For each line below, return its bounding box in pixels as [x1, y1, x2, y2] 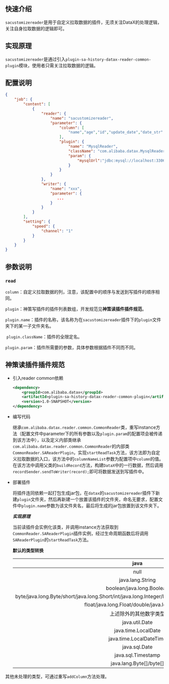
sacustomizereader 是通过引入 [5, 56, 66, 62]
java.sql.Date [122, 644, 153, 651]
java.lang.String [119, 576, 156, 583]
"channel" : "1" [41, 228, 73, 233]
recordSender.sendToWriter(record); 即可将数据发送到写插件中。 [12, 469, 147, 475]
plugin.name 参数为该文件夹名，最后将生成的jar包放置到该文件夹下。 [21, 503, 162, 509]
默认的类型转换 [12, 548, 44, 554]
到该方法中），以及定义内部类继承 [12, 437, 81, 443]
